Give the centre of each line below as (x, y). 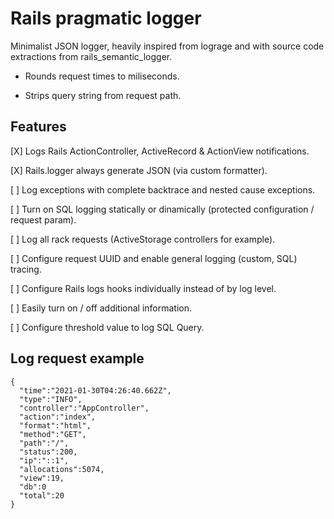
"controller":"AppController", (84, 408)
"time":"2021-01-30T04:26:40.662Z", (95, 390)
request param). (43, 219)
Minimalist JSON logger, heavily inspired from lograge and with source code (167, 46)
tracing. (26, 269)
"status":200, (48, 452)
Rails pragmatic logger (106, 18)
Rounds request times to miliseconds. (102, 76)
